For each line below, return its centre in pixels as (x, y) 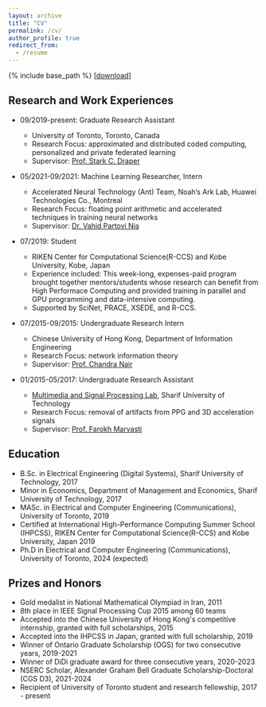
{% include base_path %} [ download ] (70, 75)
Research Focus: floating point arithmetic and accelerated (127, 209)
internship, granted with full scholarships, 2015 (96, 628)
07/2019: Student (48, 241)
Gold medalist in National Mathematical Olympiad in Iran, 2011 (121, 602)
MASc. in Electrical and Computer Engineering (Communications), (128, 507)
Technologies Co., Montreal (77, 200)
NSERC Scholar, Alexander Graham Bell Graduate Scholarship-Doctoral (136, 670)
